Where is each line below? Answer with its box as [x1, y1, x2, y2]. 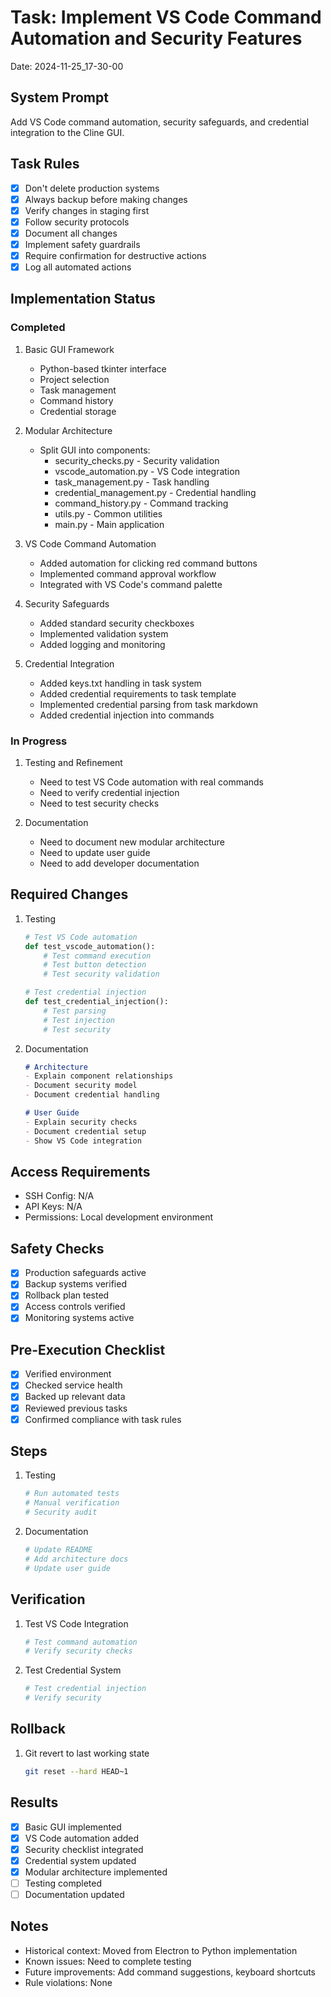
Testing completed [24, 1877, 103, 1889]
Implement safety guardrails [24, 238, 141, 250]
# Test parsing [43, 1006, 107, 1016]
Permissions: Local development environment [24, 1211, 214, 1223]
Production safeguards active [24, 1267, 147, 1279]
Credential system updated [24, 1854, 137, 1866]
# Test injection [43, 1015, 115, 1025]
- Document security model [24, 1081, 138, 1091]
